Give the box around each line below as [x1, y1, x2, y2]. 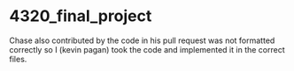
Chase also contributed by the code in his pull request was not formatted [9, 35, 275, 46]
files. [9, 53, 27, 64]
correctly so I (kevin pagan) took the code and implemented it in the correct [9, 44, 285, 54]
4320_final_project [9, 6, 152, 26]
